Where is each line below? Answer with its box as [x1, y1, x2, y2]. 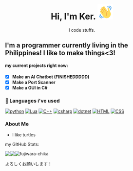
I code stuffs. [69, 27, 95, 33]
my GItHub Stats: [5, 141, 39, 147]
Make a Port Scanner [12, 79, 56, 85]
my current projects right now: [5, 63, 68, 68]
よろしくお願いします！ [5, 161, 52, 167]
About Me [5, 121, 29, 128]
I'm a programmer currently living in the [5, 41, 128, 50]
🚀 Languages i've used [5, 97, 60, 104]
